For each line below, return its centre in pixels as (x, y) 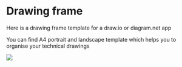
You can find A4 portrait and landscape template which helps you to (91, 39)
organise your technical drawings (48, 46)
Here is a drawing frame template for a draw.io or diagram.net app (89, 28)
